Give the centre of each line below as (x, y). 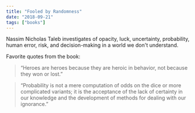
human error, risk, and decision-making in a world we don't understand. (92, 45)
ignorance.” (34, 104)
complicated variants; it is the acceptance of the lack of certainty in (101, 92)
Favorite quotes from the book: (43, 57)
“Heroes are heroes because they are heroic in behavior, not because (104, 68)
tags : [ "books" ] (26, 22)
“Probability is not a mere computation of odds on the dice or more (101, 85)
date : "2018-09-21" (30, 17)
